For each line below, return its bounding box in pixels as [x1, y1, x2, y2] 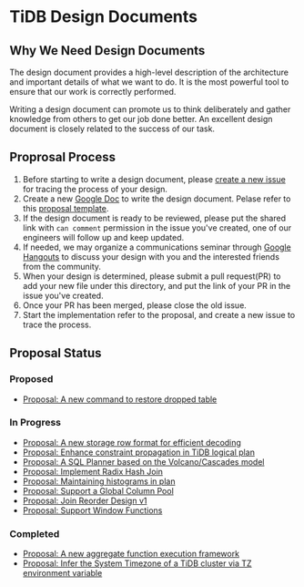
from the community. [22, 261, 102, 272]
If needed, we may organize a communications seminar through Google [22, 242, 291, 252]
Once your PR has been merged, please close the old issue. [22, 299, 248, 311]
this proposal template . [22, 202, 109, 213]
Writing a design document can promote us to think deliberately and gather [9, 104, 291, 115]
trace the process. [22, 319, 92, 330]
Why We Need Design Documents [9, 43, 206, 58]
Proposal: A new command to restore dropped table [22, 394, 218, 405]
